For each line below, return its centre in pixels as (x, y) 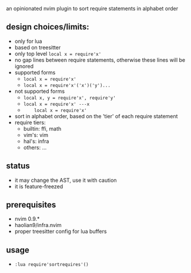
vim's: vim (36, 135)
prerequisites (31, 205)
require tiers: (30, 122)
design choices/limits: (48, 27)
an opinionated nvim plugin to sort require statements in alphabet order (92, 9)
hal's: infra (36, 141)
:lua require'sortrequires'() (52, 265)
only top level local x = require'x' (58, 54)
